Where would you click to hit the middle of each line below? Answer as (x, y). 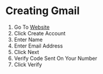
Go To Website (32, 27)
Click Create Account (40, 33)
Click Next (26, 52)
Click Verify (28, 64)
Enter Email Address (38, 46)
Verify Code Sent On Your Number (56, 58)
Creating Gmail (43, 11)
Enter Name (28, 39)
